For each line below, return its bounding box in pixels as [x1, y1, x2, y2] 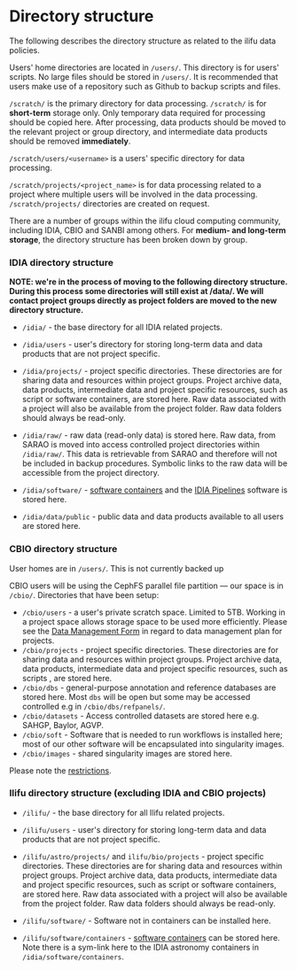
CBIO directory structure [9, 543, 118, 555]
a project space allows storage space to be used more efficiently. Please [21, 616, 288, 626]
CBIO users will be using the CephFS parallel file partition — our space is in [9, 580, 284, 591]
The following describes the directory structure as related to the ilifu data [9, 35, 277, 46]
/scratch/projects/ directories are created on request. [9, 198, 210, 209]
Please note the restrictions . [9, 764, 113, 776]
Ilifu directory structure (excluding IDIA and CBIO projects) [9, 787, 267, 799]
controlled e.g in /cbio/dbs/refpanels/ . [21, 701, 166, 711]
